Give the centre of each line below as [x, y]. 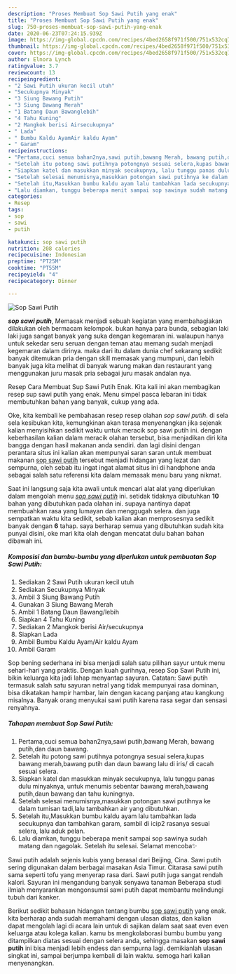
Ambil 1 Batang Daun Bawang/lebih [69, 612]
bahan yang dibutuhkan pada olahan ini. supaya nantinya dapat [99, 504]
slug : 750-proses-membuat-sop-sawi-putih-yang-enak [85, 27]
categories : [25, 197]
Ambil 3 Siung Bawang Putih [59, 597]
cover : [18, 53]
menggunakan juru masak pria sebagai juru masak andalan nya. [100, 373]
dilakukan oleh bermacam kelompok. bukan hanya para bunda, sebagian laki [118, 328]
